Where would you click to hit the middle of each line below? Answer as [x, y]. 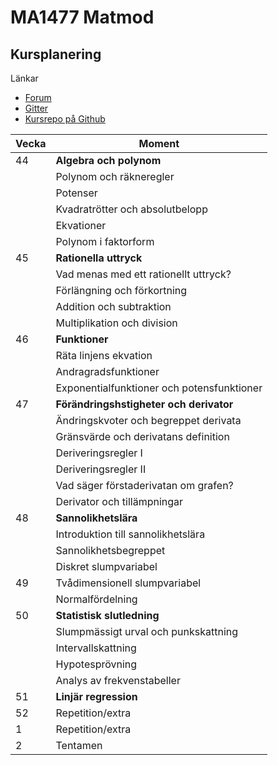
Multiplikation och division [116, 323]
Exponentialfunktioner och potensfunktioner [159, 388]
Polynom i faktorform [105, 241]
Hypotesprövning [96, 664]
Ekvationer [81, 225]
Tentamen [79, 745]
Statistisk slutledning [107, 615]
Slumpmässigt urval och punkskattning [147, 631]
